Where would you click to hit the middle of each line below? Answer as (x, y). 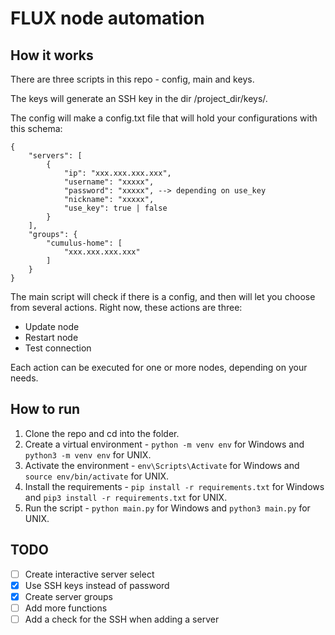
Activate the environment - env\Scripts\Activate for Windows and (162, 465)
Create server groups (69, 596)
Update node (52, 326)
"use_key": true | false (115, 208)
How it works (52, 55)
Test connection (58, 348)
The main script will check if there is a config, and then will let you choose (163, 296)
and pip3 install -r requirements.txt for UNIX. (126, 497)
